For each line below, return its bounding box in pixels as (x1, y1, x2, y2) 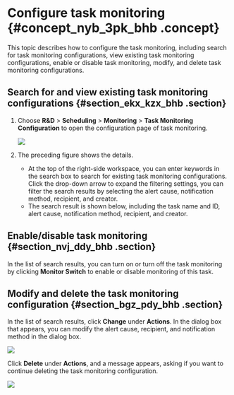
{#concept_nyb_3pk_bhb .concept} (7, 20, 220, 36)
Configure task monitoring (7, 5, 166, 21)
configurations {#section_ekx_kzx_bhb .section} (7, 98, 227, 110)
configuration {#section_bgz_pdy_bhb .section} (7, 298, 223, 310)
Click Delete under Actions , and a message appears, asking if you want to (7, 359, 224, 368)
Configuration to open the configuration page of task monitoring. (17, 124, 208, 132)
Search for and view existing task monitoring (7, 86, 209, 98)
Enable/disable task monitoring (7, 230, 148, 242)
